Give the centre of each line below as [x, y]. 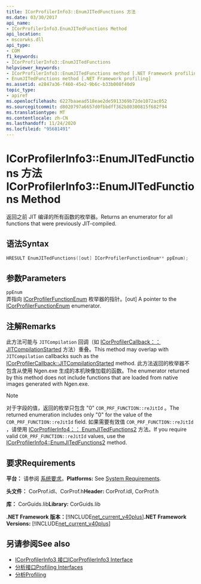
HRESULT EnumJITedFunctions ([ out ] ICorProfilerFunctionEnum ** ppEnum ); [97, 258]
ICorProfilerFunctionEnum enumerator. [54, 306]
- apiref [17, 96]
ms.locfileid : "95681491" [38, 129]
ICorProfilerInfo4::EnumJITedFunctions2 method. [67, 443]
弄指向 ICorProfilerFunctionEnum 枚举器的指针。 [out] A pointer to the [92, 299]
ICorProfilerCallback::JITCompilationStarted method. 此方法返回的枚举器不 [98, 363]
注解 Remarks [31, 326]
